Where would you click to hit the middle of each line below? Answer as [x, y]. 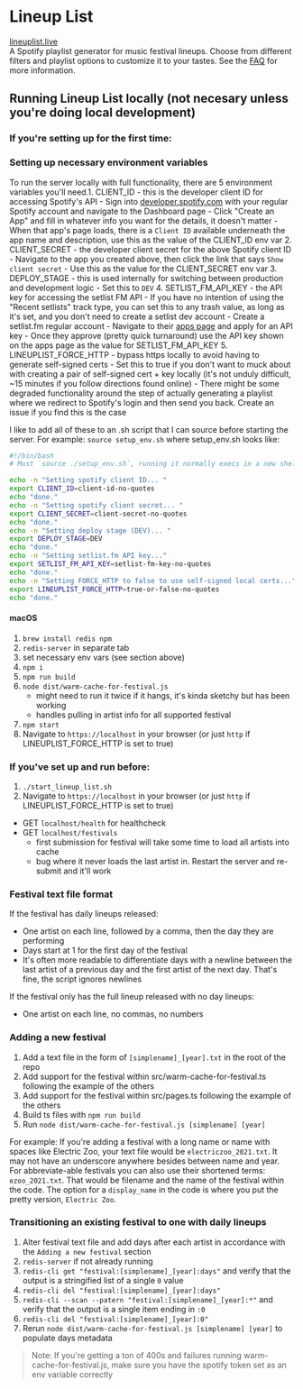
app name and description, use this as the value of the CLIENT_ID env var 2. [151, 240]
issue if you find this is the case [68, 412]
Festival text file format [61, 894]
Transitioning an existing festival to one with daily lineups [138, 1222]
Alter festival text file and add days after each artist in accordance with [154, 1242]
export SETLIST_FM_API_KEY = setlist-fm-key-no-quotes [110, 564]
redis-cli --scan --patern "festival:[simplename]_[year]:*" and [147, 1299]
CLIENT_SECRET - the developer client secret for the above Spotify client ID [150, 249]
